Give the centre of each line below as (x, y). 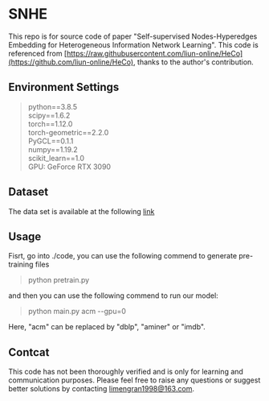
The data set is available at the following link (82, 211)
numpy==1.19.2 (53, 149)
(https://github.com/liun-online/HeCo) (71, 62)
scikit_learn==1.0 (56, 158)
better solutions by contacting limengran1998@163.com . (102, 389)
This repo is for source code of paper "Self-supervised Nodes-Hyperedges (133, 36)
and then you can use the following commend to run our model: (113, 296)
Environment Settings (64, 87)
